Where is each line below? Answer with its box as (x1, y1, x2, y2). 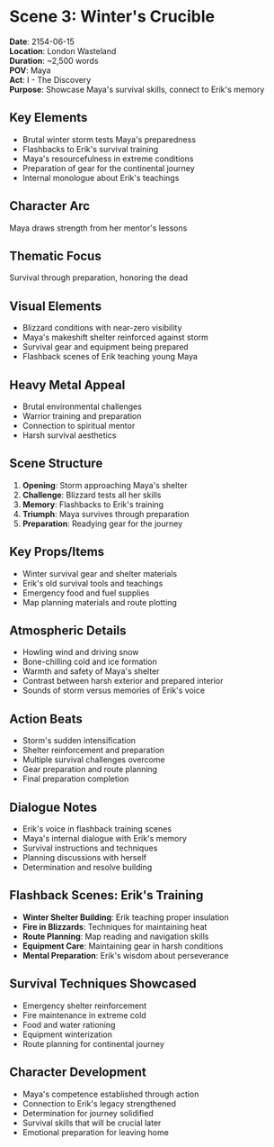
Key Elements (9, 110, 88, 125)
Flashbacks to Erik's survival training (22, 143, 159, 154)
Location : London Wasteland (9, 45, 117, 56)
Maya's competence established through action (22, 1088, 199, 1099)
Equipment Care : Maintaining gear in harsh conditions (22, 940, 224, 951)
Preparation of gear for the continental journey (22, 162, 195, 173)
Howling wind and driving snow (22, 647, 139, 658)
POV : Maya (9, 65, 51, 76)
